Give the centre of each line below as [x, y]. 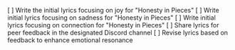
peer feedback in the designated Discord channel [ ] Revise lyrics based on [118, 32]
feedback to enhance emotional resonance [70, 40]
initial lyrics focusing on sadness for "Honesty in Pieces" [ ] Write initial [111, 18]
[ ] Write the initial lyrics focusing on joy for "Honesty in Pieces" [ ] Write [113, 10]
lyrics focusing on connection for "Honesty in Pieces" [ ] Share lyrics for [113, 25]
